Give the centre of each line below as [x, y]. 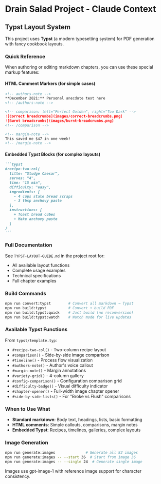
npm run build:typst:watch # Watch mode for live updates [68, 317]
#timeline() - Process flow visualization [53, 360]
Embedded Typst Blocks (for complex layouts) [53, 154]
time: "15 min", [26, 182]
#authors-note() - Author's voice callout [53, 365]
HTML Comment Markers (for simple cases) [50, 83]
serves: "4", [23, 178]
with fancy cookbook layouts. [35, 44]
